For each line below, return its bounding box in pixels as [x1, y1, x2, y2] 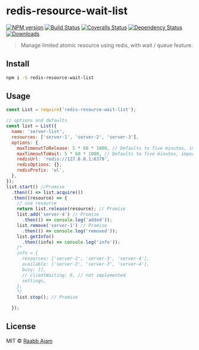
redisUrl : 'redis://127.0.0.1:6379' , [17, 156, 110, 162]
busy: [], [21, 266, 46, 273]
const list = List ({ [6, 123, 57, 129]
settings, [21, 278, 46, 283]
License [6, 321, 36, 332]
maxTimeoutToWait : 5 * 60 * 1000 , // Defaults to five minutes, [17, 150, 179, 157]
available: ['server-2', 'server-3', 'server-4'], [21, 261, 150, 267]
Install [6, 59, 30, 69]
